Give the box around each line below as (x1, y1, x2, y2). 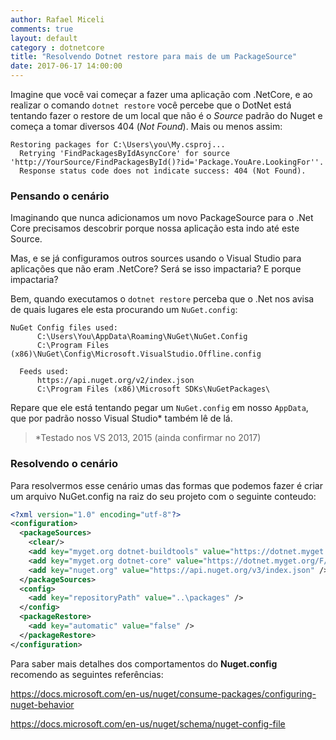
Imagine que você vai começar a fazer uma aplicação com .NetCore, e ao (10, 89, 313, 100)
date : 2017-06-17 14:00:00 (10, 61, 123, 71)
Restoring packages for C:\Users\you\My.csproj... (10, 140, 226, 150)
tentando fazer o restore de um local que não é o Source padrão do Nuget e (10, 110, 323, 121)
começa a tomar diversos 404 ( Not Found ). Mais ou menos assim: (10, 121, 283, 132)
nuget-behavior (10, 698, 75, 710)
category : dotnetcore (10, 42, 105, 53)
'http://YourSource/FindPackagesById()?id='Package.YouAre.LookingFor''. (10, 157, 325, 167)
